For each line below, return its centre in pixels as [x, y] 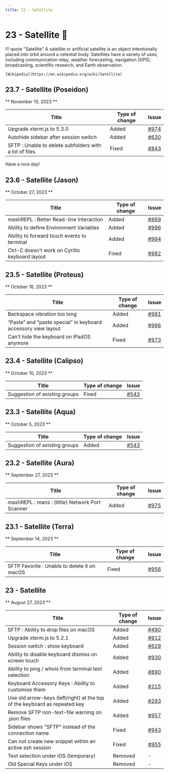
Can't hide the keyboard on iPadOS [49, 337]
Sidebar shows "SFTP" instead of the [52, 727]
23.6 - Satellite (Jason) [42, 180]
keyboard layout [27, 257]
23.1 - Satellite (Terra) [40, 527]
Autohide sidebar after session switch [52, 137]
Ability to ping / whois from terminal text [55, 669]
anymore [18, 343]
